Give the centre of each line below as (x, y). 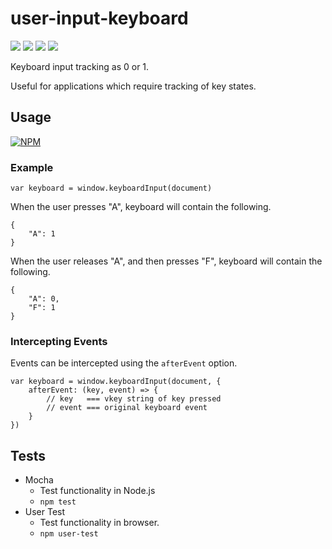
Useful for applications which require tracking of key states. (133, 86)
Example (32, 167)
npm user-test (69, 534)
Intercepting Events (59, 341)
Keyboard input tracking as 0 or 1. (80, 66)
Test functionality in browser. (99, 523)
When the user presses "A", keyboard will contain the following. (141, 207)
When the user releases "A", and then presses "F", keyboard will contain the (166, 261)
